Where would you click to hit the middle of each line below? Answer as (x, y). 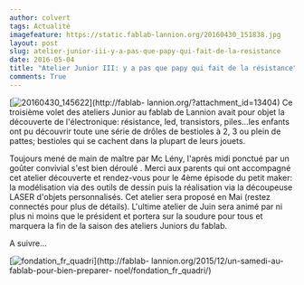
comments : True (38, 77)
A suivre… (28, 243)
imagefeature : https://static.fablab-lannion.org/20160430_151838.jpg (145, 34)
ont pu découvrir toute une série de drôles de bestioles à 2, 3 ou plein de (145, 131)
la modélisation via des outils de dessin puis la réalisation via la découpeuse (151, 187)
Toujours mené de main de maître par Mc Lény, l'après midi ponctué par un (149, 158)
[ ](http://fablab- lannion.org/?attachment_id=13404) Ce (151, 102)
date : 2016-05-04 (42, 60)
